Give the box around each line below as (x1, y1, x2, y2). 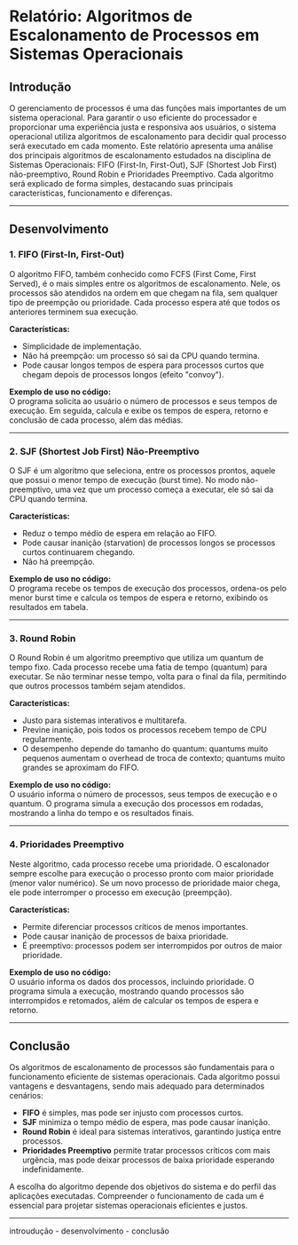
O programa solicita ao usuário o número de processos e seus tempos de (9, 395, 278, 406)
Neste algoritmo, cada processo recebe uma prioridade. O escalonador (9, 859, 270, 869)
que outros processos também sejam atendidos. (9, 681, 186, 692)
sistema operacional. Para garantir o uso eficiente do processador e (9, 113, 257, 123)
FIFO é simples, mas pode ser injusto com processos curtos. (21, 1107, 244, 1118)
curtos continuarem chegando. (21, 546, 136, 557)
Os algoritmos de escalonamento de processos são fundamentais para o (9, 1062, 275, 1073)
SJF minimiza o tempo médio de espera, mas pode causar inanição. (21, 1117, 271, 1128)
